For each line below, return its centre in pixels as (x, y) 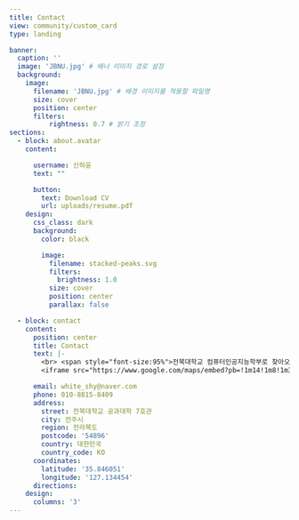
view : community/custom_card (63, 26)
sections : (28, 133)
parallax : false (79, 305)
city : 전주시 (63, 420)
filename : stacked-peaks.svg (103, 263)
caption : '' (40, 59)
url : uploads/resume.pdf (87, 206)
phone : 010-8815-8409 (73, 395)
